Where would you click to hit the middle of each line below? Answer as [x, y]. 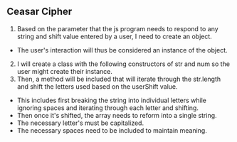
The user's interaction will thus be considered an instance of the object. [122, 50]
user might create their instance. [65, 71]
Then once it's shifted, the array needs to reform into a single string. [117, 115]
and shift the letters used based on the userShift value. [98, 86]
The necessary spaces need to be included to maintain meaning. [112, 130]
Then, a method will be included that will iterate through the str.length [119, 79]
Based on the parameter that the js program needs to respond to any [117, 28]
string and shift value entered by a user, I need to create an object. [115, 36]
